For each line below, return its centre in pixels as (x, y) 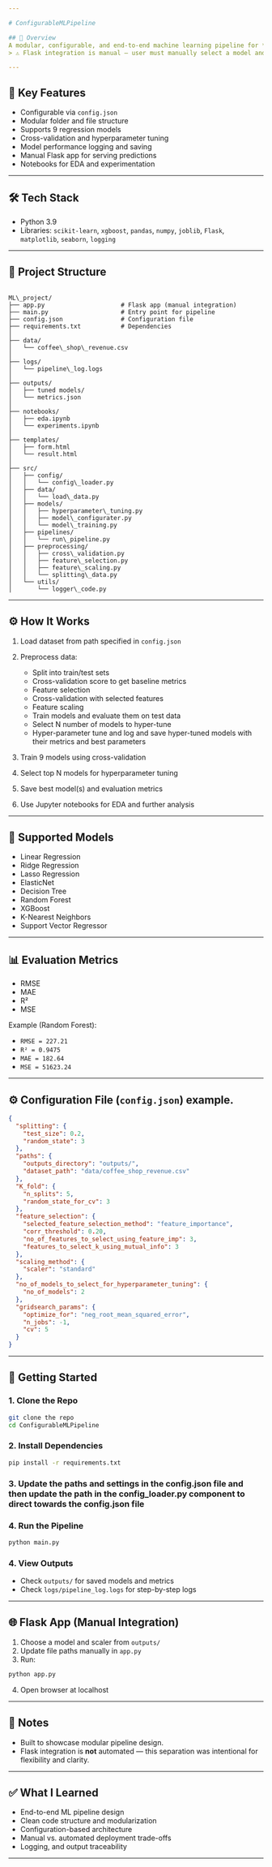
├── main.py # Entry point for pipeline (112, 312)
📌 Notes (29, 1723)
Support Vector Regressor (64, 926)
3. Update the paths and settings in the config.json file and (126, 1483)
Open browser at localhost (64, 1689)
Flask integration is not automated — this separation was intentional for (139, 1751)
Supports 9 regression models (70, 130)
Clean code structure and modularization (88, 1821)
